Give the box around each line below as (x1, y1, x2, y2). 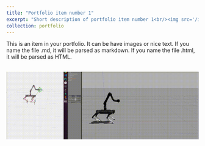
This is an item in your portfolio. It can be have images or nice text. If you (6, 40, 189, 48)
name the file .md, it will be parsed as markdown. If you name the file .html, (6, 46, 195, 54)
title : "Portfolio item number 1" (6, 10, 95, 16)
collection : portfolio (6, 23, 64, 29)
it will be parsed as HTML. (6, 53, 72, 60)
